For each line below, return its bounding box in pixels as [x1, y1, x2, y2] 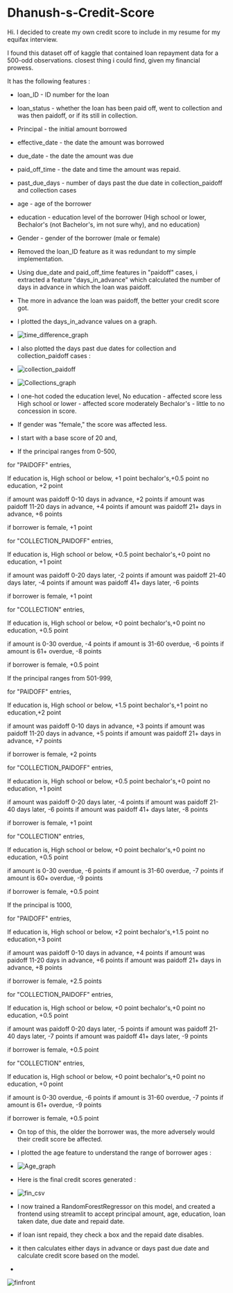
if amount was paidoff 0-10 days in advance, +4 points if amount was [7, 948, 206, 957]
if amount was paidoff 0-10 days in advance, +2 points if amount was [7, 495, 205, 503]
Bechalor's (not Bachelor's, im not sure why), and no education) [17, 220, 200, 229]
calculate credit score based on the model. [17, 1251, 140, 1260]
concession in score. [17, 407, 78, 415]
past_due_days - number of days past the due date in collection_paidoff [17, 179, 223, 187]
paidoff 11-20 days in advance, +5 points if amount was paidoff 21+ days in [7, 729, 221, 738]
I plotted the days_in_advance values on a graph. [17, 317, 157, 325]
